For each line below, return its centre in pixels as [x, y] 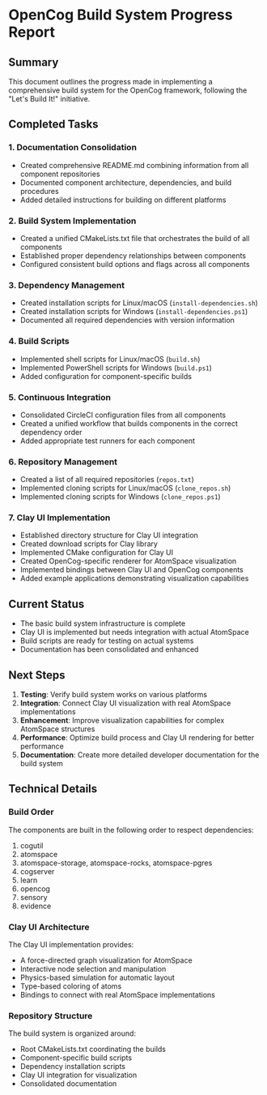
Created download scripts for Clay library [89, 544]
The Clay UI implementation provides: [71, 945]
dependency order [51, 432]
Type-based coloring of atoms [71, 986]
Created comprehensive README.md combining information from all [134, 165]
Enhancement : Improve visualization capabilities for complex [122, 721]
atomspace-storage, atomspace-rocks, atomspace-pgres [116, 863]
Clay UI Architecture [49, 927]
